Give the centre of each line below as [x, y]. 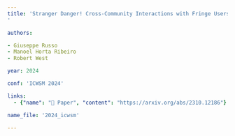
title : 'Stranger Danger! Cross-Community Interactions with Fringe [109, 14]
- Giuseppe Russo [33, 45]
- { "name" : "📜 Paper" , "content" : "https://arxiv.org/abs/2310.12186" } [120, 103]
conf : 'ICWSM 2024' [36, 84]
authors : [20, 33]
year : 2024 [23, 71]
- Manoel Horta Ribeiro [42, 52]
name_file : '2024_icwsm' [43, 115]
